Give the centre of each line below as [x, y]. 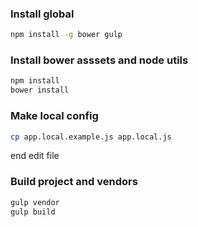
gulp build [33, 212]
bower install [40, 90]
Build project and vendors [74, 182]
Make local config [54, 116]
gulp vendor [35, 202]
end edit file [35, 156]
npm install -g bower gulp [66, 35]
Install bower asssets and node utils [99, 60]
